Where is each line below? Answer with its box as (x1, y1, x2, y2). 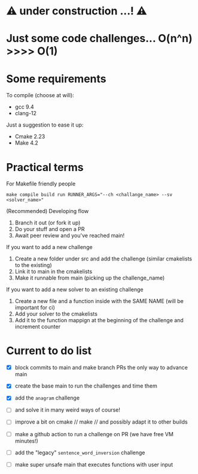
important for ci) (14, 304, 56, 311)
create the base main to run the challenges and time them (14, 382, 157, 389)
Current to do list (6, 344, 92, 358)
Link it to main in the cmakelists (14, 268, 93, 275)
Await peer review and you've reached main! (14, 232, 125, 239)
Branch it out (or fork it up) (14, 219, 81, 226)
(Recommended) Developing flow (6, 208, 89, 215)
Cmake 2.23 (14, 133, 45, 140)
